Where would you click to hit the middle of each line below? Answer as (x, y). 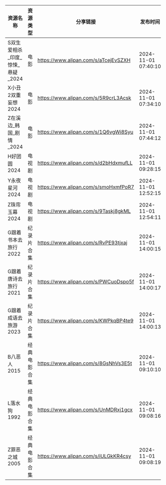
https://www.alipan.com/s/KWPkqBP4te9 (85, 320)
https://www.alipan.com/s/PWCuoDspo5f (86, 282)
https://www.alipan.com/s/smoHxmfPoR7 (86, 187)
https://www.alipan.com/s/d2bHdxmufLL (85, 163)
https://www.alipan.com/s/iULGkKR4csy (84, 456)
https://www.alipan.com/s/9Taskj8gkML (84, 211)
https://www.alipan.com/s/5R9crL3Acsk (84, 98)
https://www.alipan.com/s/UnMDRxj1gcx (85, 410)
